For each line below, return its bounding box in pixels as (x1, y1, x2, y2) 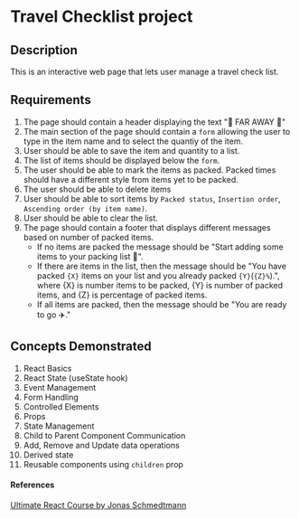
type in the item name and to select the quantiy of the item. (23, 136, 243, 146)
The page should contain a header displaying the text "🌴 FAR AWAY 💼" (23, 116, 286, 127)
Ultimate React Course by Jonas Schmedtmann (10, 499, 187, 510)
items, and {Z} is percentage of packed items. (36, 289, 208, 300)
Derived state (23, 449, 74, 460)
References (10, 479, 55, 490)
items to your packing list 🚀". (36, 250, 144, 261)
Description (10, 42, 78, 58)
